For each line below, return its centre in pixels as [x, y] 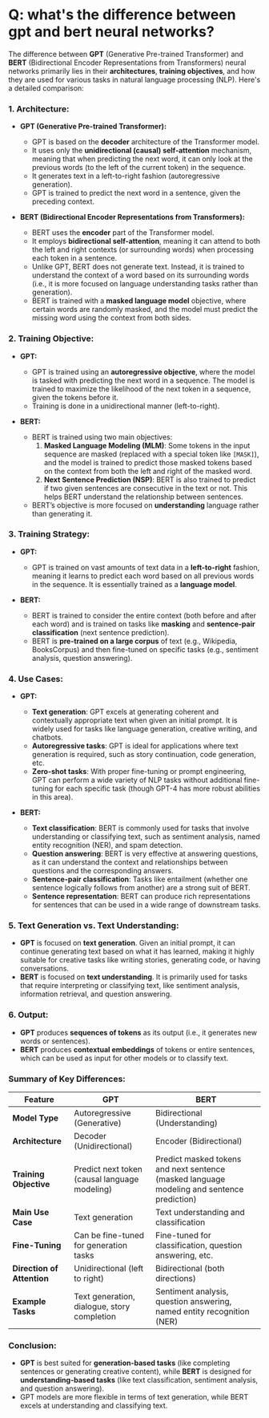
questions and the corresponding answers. [102, 871]
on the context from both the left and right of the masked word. [148, 471]
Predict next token [108, 1169]
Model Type [35, 1118]
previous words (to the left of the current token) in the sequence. [139, 168]
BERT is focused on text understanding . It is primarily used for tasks [134, 977]
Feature [39, 1100]
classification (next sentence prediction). [100, 632]
